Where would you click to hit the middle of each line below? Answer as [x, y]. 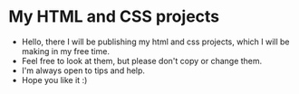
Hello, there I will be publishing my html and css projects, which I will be [156, 42]
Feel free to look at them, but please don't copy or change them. [142, 61]
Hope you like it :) [54, 80]
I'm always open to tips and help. [83, 70]
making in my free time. [66, 51]
